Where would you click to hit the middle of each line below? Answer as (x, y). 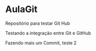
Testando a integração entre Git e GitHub (48, 33)
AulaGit (22, 9)
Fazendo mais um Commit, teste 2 (41, 43)
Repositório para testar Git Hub (38, 23)
